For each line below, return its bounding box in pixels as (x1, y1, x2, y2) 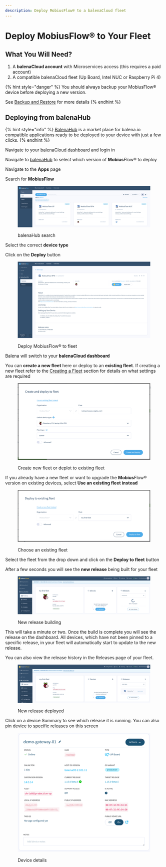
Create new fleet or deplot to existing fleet (17, 465, 105, 471)
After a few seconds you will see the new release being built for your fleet (5, 566, 158, 572)
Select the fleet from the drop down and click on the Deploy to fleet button (5, 556, 159, 562)
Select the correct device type (5, 242, 68, 248)
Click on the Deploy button (5, 252, 61, 258)
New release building (17, 619, 61, 625)
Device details (17, 857, 47, 863)
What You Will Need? (5, 50, 72, 59)
